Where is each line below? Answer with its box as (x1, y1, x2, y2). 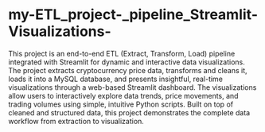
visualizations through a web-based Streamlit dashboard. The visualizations (8, 82, 257, 92)
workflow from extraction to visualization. (8, 116, 145, 126)
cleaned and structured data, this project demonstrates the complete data (8, 107, 251, 117)
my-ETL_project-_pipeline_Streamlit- (8, 6, 259, 24)
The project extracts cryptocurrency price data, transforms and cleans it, (8, 65, 248, 75)
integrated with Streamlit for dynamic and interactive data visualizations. (8, 57, 245, 67)
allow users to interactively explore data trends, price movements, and (8, 91, 239, 100)
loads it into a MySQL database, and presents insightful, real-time (8, 74, 223, 83)
